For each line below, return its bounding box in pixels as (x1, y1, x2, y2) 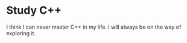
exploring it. (6, 29, 36, 36)
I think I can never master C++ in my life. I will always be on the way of (6, 23, 182, 30)
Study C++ (6, 4, 62, 17)
